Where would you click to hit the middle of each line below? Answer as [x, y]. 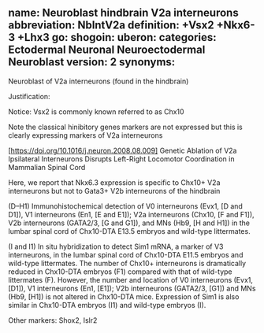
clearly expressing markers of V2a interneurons [86, 135]
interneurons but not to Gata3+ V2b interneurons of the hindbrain [114, 191]
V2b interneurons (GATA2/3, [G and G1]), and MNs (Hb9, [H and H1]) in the [129, 223]
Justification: [29, 96]
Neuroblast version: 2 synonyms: [92, 62]
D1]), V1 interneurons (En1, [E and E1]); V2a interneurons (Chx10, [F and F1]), [131, 214]
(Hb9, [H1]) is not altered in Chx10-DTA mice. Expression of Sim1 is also [124, 296]
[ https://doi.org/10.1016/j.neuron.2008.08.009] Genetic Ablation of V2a [123, 150]
